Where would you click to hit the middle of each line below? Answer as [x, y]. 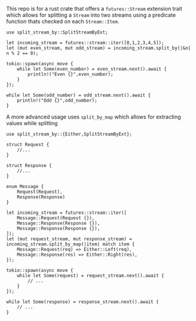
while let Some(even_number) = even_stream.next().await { [92, 69]
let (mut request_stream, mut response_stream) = [69, 239]
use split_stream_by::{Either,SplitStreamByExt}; [69, 134]
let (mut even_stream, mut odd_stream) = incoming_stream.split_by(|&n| [99, 48]
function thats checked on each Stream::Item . [63, 21]
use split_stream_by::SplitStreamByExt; [57, 32]
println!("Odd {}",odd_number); [57, 101]
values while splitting [32, 123]
